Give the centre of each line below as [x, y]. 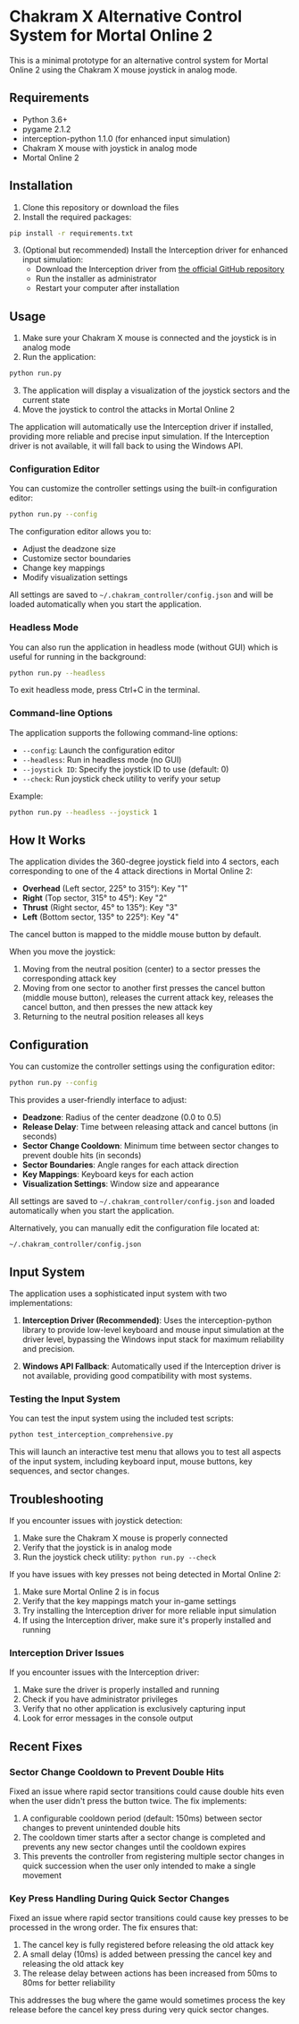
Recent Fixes [46, 1746]
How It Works [48, 840]
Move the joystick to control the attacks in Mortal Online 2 [128, 410]
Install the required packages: [77, 217]
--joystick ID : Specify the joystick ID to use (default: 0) [125, 769]
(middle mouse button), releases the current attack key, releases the [148, 998]
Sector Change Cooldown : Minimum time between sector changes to [150, 1146]
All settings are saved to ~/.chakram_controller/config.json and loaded [142, 1201]
